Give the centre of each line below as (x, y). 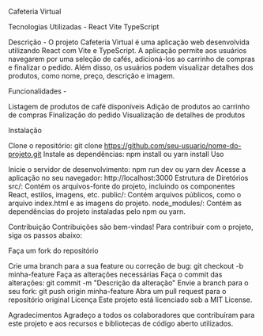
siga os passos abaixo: (45, 235)
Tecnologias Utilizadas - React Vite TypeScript (84, 27)
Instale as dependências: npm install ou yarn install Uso (133, 154)
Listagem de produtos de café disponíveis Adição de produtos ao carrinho (129, 107)
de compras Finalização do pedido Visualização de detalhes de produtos (127, 115)
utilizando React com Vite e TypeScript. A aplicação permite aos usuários (128, 50)
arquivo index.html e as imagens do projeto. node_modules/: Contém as (125, 203)
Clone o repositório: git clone (55, 145)
